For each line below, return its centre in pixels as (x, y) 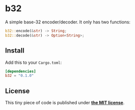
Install (15, 51)
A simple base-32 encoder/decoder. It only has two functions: (68, 22)
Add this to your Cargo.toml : (34, 62)
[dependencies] (21, 71)
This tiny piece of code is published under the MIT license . (65, 103)
